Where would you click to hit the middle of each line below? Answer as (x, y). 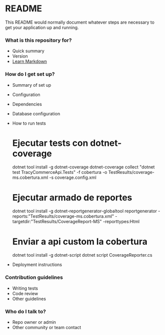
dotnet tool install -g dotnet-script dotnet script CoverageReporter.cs (82, 255)
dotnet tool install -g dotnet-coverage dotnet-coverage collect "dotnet (83, 167)
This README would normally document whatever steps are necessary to (80, 22)
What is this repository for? (39, 40)
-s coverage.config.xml (73, 177)
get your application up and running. (42, 27)
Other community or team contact (47, 327)
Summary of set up (32, 85)
